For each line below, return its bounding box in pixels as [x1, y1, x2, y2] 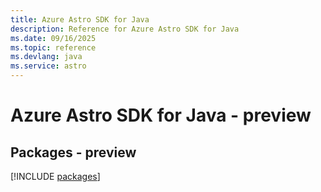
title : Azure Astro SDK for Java [10, 14, 150, 25]
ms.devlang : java [10, 52, 83, 62]
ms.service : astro [10, 61, 87, 71]
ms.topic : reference [10, 42, 97, 53]
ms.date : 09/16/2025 [10, 33, 97, 43]
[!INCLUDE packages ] [10, 171, 101, 182]
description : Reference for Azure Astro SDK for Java [10, 24, 240, 34]
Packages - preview [10, 144, 137, 161]
